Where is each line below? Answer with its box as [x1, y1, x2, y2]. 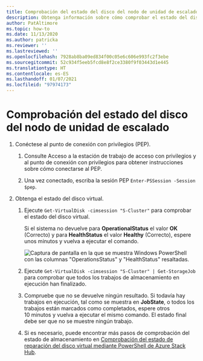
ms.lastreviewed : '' [6, 48, 59, 54]
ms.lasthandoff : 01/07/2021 [6, 76, 77, 82]
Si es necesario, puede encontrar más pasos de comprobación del [24, 329, 190, 336]
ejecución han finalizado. [24, 280, 87, 287]
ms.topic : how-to [6, 25, 50, 32]
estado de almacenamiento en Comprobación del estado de [24, 336, 173, 343]
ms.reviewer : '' [6, 43, 47, 49]
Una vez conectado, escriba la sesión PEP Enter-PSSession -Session [24, 176, 196, 184]
